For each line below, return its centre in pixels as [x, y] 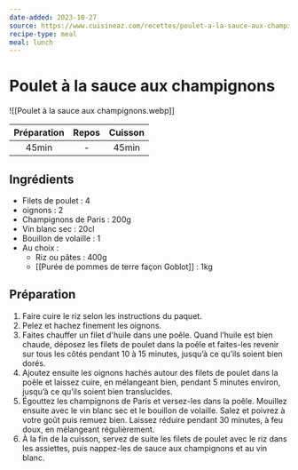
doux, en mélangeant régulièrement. [88, 429]
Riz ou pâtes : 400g [71, 257]
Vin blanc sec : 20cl [58, 229]
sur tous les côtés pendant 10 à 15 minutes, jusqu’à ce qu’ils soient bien [153, 354]
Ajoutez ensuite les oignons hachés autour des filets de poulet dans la [150, 372]
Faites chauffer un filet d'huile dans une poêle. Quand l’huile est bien [147, 335]
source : [24, 26]
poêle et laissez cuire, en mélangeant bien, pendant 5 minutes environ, [151, 382]
